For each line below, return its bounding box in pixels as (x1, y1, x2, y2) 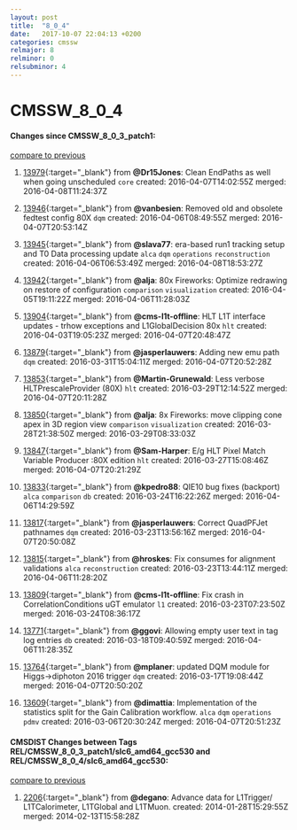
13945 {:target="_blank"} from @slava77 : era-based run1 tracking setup (22, 239, 285, 250)
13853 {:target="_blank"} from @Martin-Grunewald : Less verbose (22, 374, 265, 384)
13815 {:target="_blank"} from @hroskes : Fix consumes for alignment (22, 554, 276, 564)
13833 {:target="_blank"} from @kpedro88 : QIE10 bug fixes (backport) (22, 482, 280, 493)
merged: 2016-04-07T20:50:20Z (22, 680, 144, 691)
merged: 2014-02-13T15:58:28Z (22, 811, 140, 822)
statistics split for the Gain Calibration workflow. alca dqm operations (22, 707, 272, 718)
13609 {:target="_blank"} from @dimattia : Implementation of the (22, 697, 258, 709)
